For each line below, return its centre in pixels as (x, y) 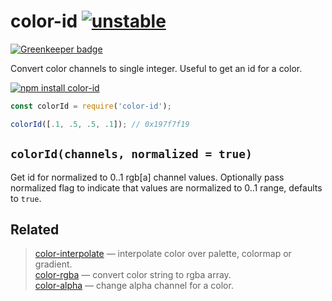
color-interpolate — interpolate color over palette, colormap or (163, 254)
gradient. (53, 264)
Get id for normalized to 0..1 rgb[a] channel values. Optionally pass (147, 177)
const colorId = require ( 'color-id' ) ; (91, 106)
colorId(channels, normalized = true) (131, 154)
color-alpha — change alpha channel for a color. (134, 286)
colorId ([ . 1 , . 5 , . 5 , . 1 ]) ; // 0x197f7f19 (100, 124)
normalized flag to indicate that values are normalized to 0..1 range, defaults (166, 187)
